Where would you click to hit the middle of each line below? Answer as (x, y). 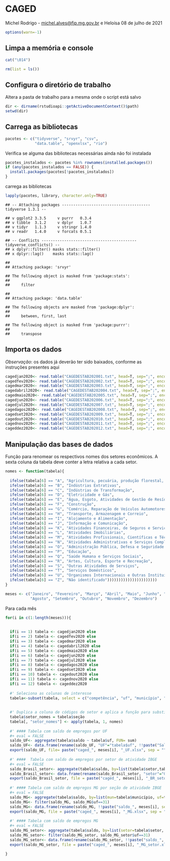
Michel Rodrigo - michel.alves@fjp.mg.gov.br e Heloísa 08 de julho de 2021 (84, 23)
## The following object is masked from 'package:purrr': (68, 325)
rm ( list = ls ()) (22, 69)
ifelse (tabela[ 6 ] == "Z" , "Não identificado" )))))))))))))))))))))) (83, 580)
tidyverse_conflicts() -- (32, 245)
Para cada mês (21, 608)
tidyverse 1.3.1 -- (26, 209)
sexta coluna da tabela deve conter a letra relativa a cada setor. (71, 462)
